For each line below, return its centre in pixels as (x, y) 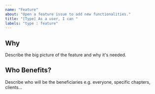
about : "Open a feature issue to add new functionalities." (68, 14)
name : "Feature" (22, 10)
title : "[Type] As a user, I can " (42, 19)
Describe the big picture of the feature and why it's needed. (66, 55)
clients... (14, 87)
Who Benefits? (28, 70)
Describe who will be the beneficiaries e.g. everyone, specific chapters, (78, 82)
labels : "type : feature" (31, 23)
